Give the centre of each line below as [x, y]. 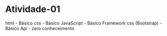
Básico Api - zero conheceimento [40, 28]
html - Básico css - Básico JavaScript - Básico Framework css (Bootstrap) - [83, 23]
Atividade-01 [33, 9]
